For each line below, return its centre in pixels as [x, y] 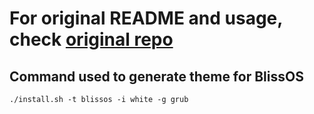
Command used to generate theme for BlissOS [156, 76]
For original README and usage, [146, 18]
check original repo [91, 39]
